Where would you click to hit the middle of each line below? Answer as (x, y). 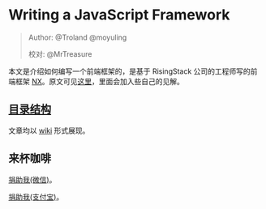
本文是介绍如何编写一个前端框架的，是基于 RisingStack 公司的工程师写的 (130, 71)
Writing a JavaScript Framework (119, 15)
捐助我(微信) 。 (32, 179)
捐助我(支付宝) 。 (36, 197)
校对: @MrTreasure (60, 53)
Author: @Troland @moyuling (77, 37)
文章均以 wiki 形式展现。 (49, 130)
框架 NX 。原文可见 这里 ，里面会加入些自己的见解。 (100, 81)
